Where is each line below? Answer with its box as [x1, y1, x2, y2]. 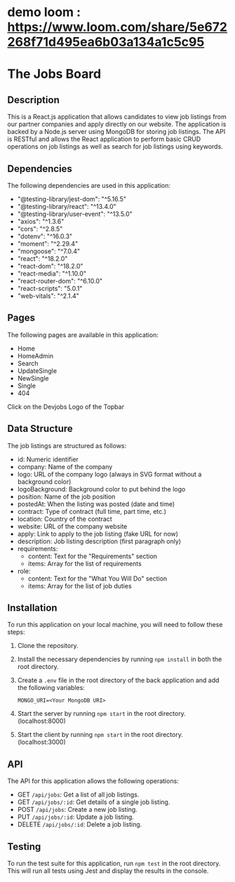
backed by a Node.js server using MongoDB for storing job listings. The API [7, 128, 226, 136]
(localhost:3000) [17, 738, 67, 747]
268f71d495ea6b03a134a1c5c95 [7, 34, 205, 50]
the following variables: [17, 684, 86, 692]
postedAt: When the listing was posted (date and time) [17, 499, 175, 508]
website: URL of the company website [17, 522, 128, 530]
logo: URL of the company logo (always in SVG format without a [17, 470, 202, 478]
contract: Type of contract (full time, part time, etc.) [17, 507, 167, 515]
